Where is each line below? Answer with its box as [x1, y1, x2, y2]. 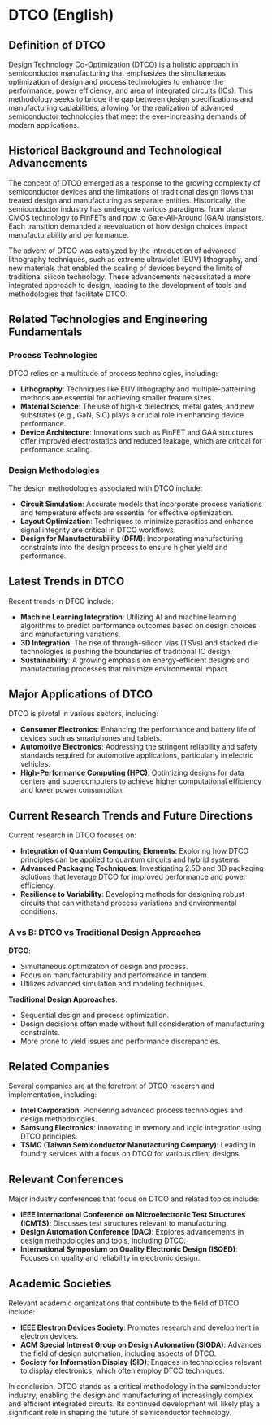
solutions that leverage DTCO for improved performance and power [19, 872, 246, 882]
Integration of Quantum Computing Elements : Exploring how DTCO [19, 846, 249, 856]
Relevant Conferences [8, 1172, 124, 1186]
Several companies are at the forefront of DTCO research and [8, 1081, 214, 1091]
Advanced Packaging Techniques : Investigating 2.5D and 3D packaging [19, 863, 264, 873]
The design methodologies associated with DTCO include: [8, 483, 203, 493]
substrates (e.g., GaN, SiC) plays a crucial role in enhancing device [19, 409, 244, 420]
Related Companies [8, 1060, 110, 1073]
